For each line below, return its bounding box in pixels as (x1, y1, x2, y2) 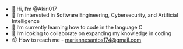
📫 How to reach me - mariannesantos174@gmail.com (11, 36, 142, 43)
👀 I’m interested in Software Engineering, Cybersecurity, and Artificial (11, 12, 178, 18)
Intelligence (11, 18, 40, 24)
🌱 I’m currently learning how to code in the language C (11, 24, 143, 31)
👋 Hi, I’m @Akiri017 (11, 6, 57, 12)
